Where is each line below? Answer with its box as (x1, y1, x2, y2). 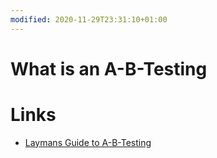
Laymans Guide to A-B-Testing (24, 136, 152, 148)
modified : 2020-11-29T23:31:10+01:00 (10, 14, 168, 25)
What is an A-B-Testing (10, 57, 208, 80)
